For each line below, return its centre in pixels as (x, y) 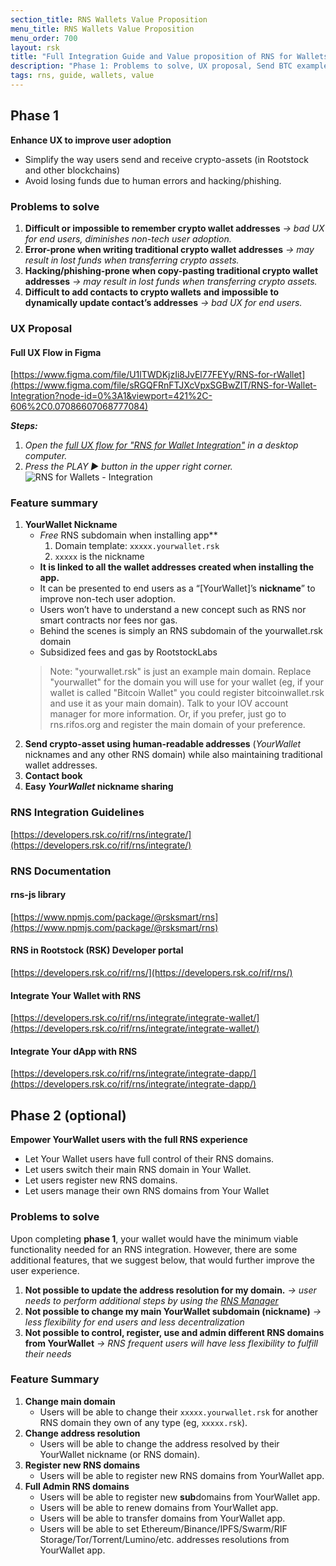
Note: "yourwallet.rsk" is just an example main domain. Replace (180, 672)
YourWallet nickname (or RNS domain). (120, 1454)
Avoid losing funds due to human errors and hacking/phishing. (153, 180)
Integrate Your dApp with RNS (74, 1051)
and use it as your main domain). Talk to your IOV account (169, 703)
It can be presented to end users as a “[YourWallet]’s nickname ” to (177, 588)
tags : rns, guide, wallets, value (82, 76)
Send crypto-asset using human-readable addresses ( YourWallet (163, 744)
